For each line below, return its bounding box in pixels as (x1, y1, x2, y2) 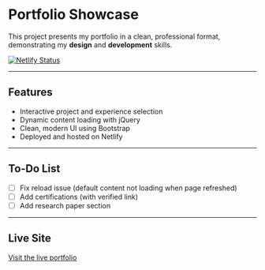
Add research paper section (19, 201, 111, 210)
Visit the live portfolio (8, 253, 77, 262)
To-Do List (8, 162, 61, 175)
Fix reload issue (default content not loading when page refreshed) (19, 183, 238, 193)
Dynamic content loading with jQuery (19, 114, 140, 124)
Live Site (8, 231, 51, 246)
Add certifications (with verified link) (19, 192, 139, 201)
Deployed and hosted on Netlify (19, 132, 123, 141)
